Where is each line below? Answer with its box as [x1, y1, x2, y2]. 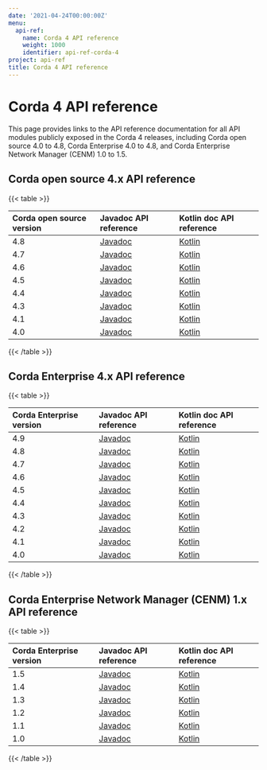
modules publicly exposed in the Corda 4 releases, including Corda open [8, 132, 247, 142]
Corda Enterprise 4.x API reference [8, 369, 185, 383]
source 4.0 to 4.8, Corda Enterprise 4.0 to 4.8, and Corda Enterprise [8, 141, 230, 150]
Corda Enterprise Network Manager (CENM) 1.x [8, 593, 248, 606]
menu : [8, 19, 26, 27]
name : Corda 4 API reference [22, 33, 119, 42]
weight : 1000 [22, 41, 66, 49]
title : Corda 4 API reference [8, 64, 109, 72]
